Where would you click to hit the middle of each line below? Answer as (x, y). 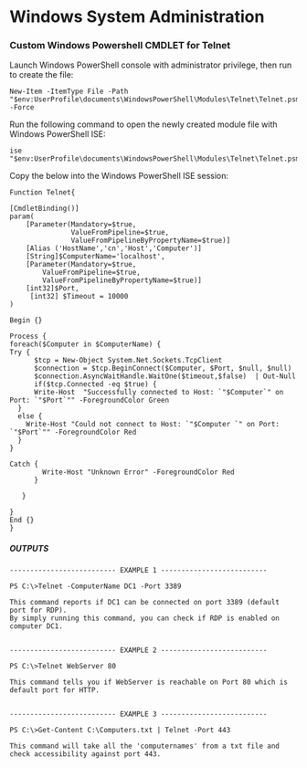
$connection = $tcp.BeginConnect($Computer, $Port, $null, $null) (163, 368)
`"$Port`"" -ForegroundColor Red (73, 432)
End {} (22, 521)
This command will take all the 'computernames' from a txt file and (145, 746)
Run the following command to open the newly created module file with (143, 124)
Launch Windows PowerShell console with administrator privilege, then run (151, 65)
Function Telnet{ (42, 193)
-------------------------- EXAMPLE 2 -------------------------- (138, 650)
